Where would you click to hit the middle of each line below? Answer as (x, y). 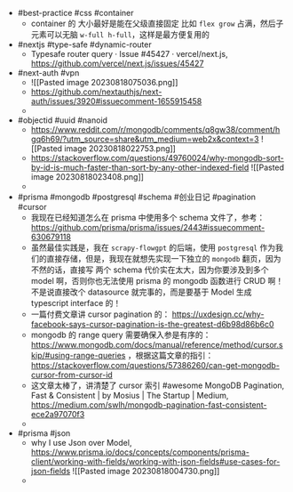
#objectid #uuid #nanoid (63, 120)
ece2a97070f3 (58, 414)
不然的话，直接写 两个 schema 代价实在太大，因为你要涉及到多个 (150, 270)
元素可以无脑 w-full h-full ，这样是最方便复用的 (120, 34)
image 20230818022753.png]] (120, 149)
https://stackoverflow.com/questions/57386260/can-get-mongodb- (155, 365)
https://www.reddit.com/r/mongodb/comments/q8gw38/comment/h (155, 129)
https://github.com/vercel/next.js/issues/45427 (117, 63)
